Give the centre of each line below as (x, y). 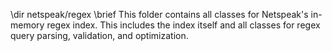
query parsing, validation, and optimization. (99, 35)
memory (27, 25)
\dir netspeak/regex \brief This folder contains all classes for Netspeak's (159, 14)
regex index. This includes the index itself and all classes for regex (183, 25)
